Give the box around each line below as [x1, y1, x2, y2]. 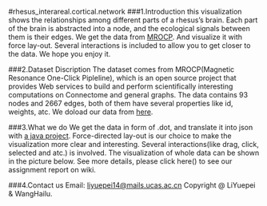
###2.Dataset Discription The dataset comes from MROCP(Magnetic [8, 65, 235, 74]
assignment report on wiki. [8, 165, 96, 174]
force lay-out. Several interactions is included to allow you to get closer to [8, 41, 251, 50]
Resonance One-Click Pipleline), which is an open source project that [8, 73, 237, 82]
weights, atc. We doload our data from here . [8, 107, 153, 117]
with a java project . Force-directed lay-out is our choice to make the [8, 131, 232, 141]
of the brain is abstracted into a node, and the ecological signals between [8, 24, 250, 33]
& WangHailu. [8, 189, 54, 198]
